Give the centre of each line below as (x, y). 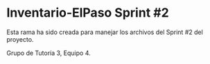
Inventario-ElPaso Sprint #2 (88, 13)
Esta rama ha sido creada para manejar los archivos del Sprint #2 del (105, 32)
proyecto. (20, 39)
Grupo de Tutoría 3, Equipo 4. (49, 53)
